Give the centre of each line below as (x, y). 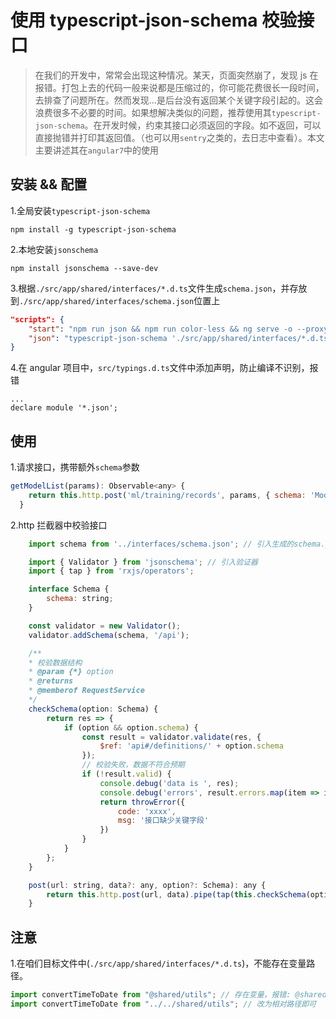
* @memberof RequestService (86, 691)
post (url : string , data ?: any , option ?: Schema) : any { (147, 885)
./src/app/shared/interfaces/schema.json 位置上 (120, 300)
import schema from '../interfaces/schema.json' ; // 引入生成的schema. (177, 544)
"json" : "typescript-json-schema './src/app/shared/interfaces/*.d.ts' (180, 338)
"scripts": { (37, 319)
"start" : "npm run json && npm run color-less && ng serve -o (160, 329)
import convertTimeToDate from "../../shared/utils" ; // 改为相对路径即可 (163, 1004)
